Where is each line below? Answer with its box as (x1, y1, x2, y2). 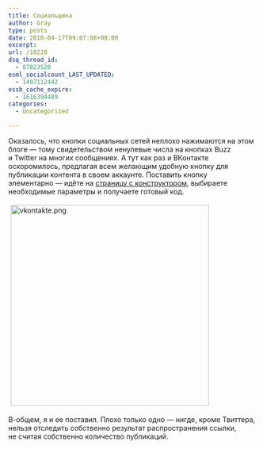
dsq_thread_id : (8, 56, 59, 64)
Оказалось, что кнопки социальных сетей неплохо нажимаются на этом (8, 136, 254, 145)
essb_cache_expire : (8, 85, 73, 94)
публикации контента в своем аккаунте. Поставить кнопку (8, 170, 208, 179)
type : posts (8, 26, 48, 34)
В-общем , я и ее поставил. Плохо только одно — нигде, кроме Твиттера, (8, 415, 256, 424)
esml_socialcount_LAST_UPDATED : (8, 71, 115, 79)
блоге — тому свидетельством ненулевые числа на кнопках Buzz (8, 144, 231, 154)
